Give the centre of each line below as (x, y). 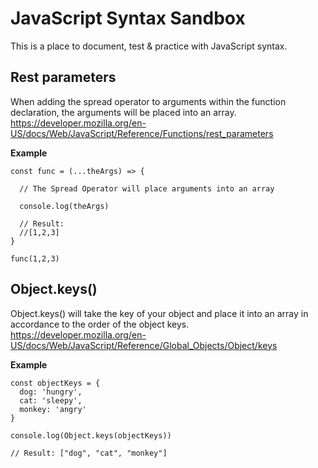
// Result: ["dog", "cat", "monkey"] (89, 453)
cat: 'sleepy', (51, 400)
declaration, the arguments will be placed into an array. (123, 112)
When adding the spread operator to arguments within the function (148, 101)
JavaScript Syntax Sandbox (128, 18)
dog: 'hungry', (51, 392)
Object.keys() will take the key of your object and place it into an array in (159, 313)
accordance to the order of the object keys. (100, 324)
